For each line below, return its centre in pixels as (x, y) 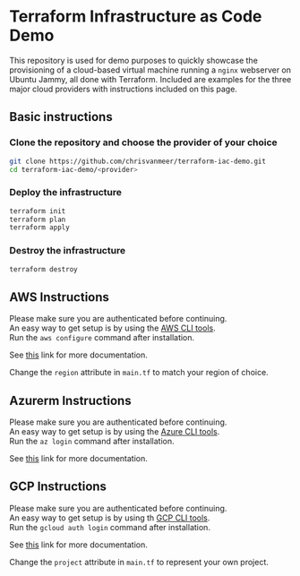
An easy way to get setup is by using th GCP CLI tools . (110, 518)
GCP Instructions (58, 487)
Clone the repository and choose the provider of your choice (143, 142)
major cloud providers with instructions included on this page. (123, 89)
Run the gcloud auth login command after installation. (110, 527)
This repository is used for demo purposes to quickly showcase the (133, 60)
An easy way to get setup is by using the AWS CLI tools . (113, 328)
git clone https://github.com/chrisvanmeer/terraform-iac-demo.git (138, 161)
